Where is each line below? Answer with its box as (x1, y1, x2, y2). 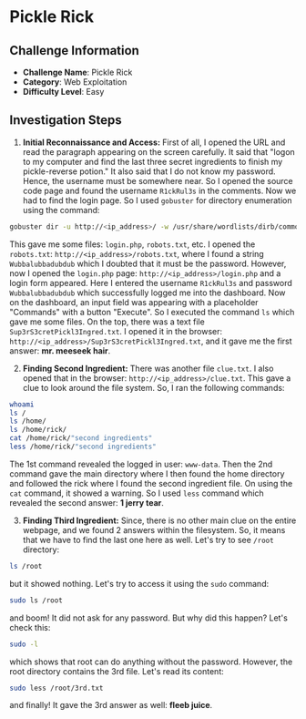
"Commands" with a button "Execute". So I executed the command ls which (9, 306, 295, 317)
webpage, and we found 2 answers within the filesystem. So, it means (22, 524, 286, 535)
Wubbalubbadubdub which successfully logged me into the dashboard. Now (9, 287, 286, 298)
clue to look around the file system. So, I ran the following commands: (22, 382, 285, 393)
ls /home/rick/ (9, 426, 67, 435)
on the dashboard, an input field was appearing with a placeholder (9, 296, 259, 307)
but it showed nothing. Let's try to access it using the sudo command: (9, 578, 270, 589)
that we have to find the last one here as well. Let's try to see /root (22, 534, 275, 545)
